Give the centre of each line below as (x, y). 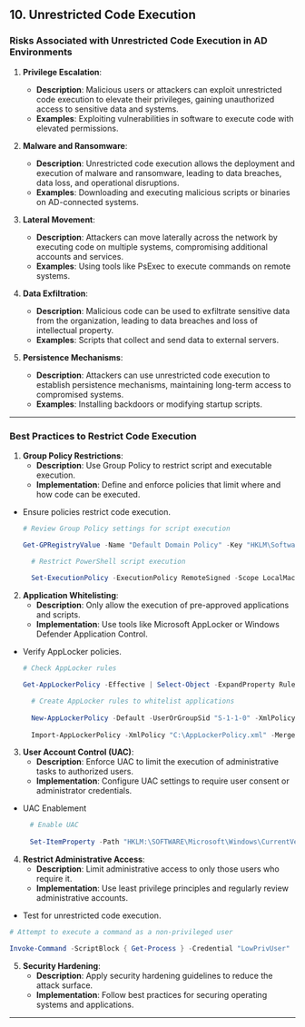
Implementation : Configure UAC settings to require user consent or (162, 781)
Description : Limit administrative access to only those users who (157, 869)
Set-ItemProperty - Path (74, 842)
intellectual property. (75, 330)
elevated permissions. (77, 128)
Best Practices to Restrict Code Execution (103, 436)
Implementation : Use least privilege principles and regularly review (162, 888)
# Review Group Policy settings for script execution (126, 528)
